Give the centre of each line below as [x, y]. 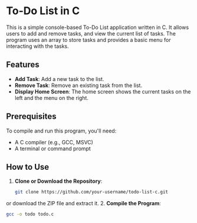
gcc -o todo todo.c [30, 214]
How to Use [28, 167]
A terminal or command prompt [53, 148]
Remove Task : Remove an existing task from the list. [78, 85]
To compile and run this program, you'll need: [61, 131]
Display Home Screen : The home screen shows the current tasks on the [103, 91]
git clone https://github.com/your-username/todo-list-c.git [91, 192]
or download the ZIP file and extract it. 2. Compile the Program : [83, 203]
